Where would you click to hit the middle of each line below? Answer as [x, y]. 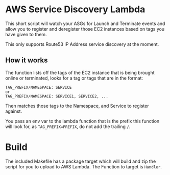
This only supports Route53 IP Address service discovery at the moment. [82, 44]
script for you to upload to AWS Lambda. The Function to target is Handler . [83, 166]
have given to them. [26, 34]
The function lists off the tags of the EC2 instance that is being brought [80, 72]
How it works [27, 60]
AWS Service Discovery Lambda [75, 9]
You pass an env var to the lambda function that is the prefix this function [82, 121]
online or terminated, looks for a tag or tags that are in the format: [74, 78]
